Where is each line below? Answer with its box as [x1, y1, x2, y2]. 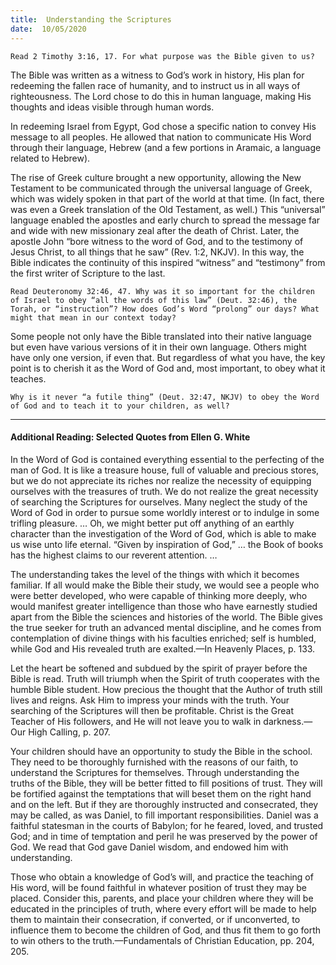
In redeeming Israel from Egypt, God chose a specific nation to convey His [10, 120, 317, 132]
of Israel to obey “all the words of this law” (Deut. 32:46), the [10, 295, 298, 305]
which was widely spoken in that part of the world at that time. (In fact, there [10, 192, 325, 205]
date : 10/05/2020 [10, 24, 87, 34]
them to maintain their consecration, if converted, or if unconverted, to [10, 913, 301, 925]
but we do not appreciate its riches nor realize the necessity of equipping [10, 474, 312, 486]
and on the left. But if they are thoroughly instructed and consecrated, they [10, 798, 319, 810]
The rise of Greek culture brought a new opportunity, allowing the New [10, 171, 302, 183]
